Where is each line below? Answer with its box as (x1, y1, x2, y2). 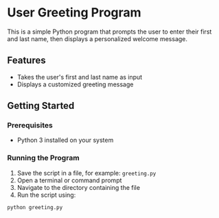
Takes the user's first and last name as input (16, 73, 143, 81)
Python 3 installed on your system (16, 136, 114, 145)
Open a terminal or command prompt (16, 176, 122, 184)
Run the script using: (16, 191, 76, 199)
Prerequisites (7, 121, 53, 130)
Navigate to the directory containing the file (16, 183, 141, 191)
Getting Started (7, 100, 75, 112)
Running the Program (7, 153, 80, 162)
